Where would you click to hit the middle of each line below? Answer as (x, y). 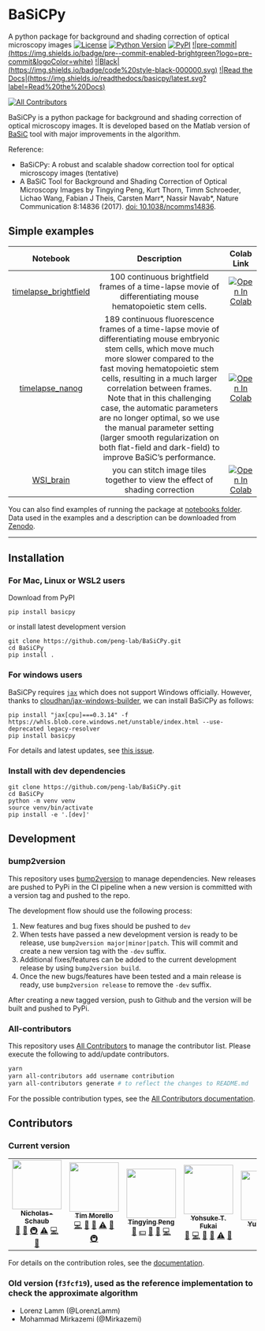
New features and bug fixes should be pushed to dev (105, 925)
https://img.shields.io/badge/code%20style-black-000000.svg (113, 69)
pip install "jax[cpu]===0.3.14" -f (68, 715)
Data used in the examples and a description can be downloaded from (122, 518)
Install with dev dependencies (67, 771)
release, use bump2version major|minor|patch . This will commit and (129, 942)
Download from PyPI (41, 598)
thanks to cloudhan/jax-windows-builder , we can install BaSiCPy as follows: (131, 701)
